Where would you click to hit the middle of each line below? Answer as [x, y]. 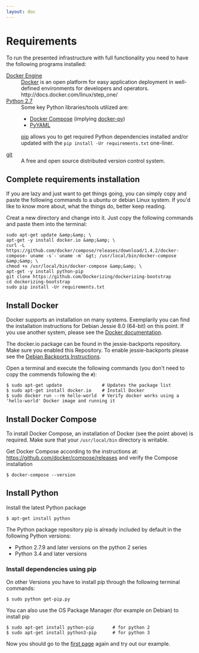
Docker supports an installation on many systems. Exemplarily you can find [98, 320]
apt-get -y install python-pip [45, 271]
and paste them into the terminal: [47, 224]
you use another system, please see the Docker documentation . [84, 332]
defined [31, 88]
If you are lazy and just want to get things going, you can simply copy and [97, 193]
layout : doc [21, 12]
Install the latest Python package [46, 507]
